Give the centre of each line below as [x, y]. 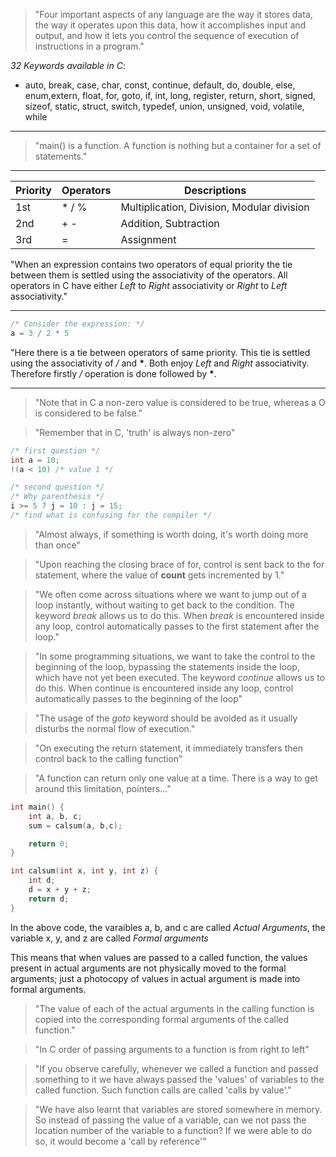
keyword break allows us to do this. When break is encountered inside [179, 615]
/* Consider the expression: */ [77, 324]
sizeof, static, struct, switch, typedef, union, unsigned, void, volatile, [164, 106]
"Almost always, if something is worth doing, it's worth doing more [171, 534]
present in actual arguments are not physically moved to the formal [148, 968]
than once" [57, 545]
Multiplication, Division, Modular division [215, 207]
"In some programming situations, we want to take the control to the [175, 656]
